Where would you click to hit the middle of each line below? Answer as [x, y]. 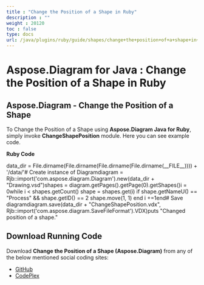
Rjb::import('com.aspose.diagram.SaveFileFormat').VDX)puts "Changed [96, 211]
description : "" [28, 18]
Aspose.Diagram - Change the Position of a [90, 105]
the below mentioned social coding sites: [57, 257]
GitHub [24, 269]
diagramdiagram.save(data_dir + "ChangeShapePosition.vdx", [83, 204]
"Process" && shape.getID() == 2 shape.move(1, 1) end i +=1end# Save [95, 198]
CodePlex [27, 275]
